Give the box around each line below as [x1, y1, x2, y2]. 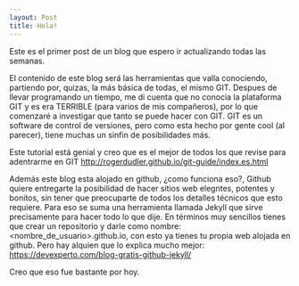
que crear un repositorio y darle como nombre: [9, 220, 181, 232]
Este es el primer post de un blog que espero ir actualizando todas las [9, 45, 266, 56]
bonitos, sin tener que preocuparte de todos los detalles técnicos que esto [9, 192, 283, 203]
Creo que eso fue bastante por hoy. [9, 266, 140, 277]
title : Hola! [9, 21, 58, 30]
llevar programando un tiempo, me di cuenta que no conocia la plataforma [9, 91, 282, 102]
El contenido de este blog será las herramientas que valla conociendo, [9, 72, 268, 83]
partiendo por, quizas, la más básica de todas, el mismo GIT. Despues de [9, 82, 278, 93]
